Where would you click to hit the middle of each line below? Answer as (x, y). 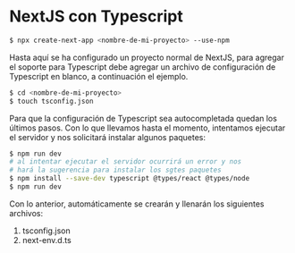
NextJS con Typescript (96, 17)
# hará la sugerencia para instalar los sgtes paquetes (115, 170)
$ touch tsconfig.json (51, 101)
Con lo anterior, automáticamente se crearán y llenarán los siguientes (137, 204)
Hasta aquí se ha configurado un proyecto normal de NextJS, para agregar (147, 57)
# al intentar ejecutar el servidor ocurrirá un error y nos (126, 162)
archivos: (26, 213)
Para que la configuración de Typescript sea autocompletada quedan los (143, 118)
